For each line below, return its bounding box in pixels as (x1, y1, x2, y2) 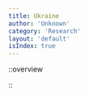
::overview (8, 64, 44, 74)
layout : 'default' (8, 34, 70, 43)
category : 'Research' (8, 27, 82, 35)
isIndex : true (8, 42, 57, 50)
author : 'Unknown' (8, 19, 70, 28)
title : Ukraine (8, 11, 60, 20)
